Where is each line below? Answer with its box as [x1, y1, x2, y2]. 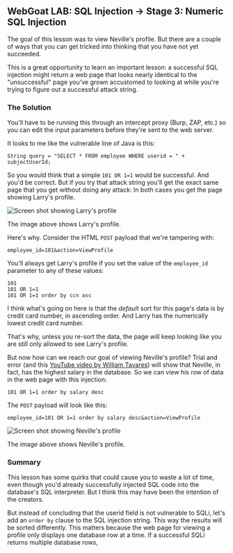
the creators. [7, 495, 44, 504]
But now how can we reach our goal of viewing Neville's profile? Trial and [7, 354, 218, 362]
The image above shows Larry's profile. [7, 220, 121, 229]
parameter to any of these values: [7, 267, 104, 275]
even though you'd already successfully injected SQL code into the [7, 481, 200, 489]
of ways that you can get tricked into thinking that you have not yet [7, 42, 199, 51]
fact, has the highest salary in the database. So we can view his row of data [7, 368, 224, 377]
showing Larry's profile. [7, 193, 75, 201]
